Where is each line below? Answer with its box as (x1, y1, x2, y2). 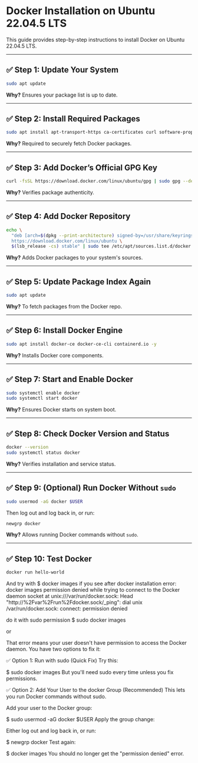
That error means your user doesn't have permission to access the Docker (6, 639, 187, 646)
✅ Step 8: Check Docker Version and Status (6, 429, 170, 439)
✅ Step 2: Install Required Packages (6, 114, 140, 124)
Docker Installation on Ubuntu (6, 4, 156, 18)
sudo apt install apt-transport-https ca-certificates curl (6, 130, 157, 135)
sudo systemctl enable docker (6, 390, 81, 396)
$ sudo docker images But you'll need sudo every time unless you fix (6, 669, 174, 676)
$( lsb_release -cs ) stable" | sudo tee (11, 243, 110, 250)
